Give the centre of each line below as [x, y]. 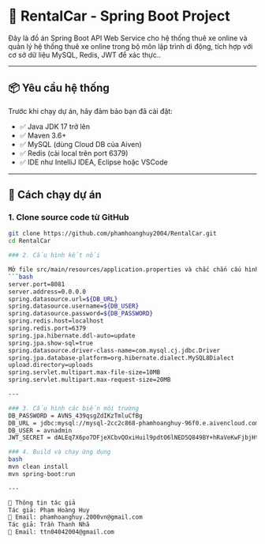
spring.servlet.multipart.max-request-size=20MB [90, 380]
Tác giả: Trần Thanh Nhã [49, 525]
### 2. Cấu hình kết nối [54, 255]
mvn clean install [38, 467]
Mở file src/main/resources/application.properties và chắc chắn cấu [125, 270]
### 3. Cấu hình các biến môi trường [74, 408]
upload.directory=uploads [50, 365]
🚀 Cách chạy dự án [55, 195]
